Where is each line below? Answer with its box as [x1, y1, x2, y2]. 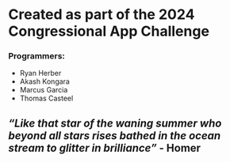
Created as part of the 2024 [8, 6, 195, 24]
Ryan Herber [19, 69, 62, 78]
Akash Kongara [19, 77, 70, 86]
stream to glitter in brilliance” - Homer [8, 141, 201, 155]
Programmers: [8, 51, 66, 62]
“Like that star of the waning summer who [8, 116, 222, 130]
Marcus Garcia [19, 85, 68, 95]
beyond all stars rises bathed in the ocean [8, 129, 221, 142]
